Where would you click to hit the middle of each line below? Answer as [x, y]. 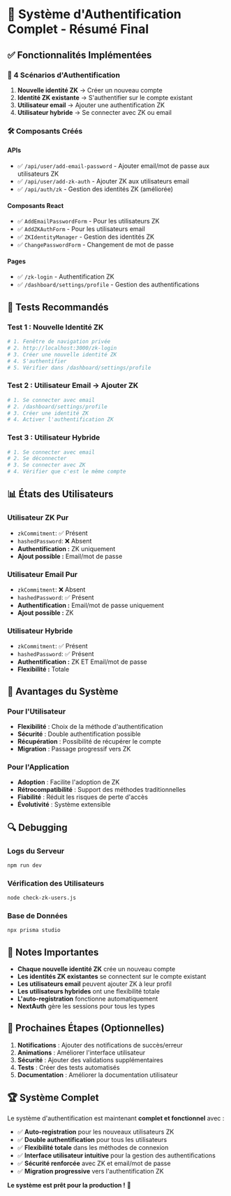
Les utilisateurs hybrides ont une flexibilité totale [89, 992]
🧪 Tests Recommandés [58, 307]
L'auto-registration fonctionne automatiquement [88, 999]
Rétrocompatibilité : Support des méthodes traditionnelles [102, 790]
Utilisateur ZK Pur [38, 517]
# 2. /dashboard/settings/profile [58, 406]
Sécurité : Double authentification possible [79, 734]
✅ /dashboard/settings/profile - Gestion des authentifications [108, 285]
